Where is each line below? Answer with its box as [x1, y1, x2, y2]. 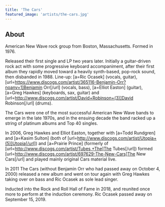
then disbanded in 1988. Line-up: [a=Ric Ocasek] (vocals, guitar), [5, 74, 138, 80]
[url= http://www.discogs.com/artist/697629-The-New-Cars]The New [5, 151, 146, 157]
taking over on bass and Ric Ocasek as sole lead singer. [5, 176, 118, 182]
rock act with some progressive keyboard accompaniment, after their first [5, 63, 155, 69]
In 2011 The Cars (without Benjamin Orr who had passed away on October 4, [5, 166, 161, 172]
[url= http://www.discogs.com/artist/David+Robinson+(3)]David [5, 95, 133, 101]
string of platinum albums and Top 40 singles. [5, 120, 99, 126]
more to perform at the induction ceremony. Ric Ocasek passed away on [5, 191, 153, 197]
